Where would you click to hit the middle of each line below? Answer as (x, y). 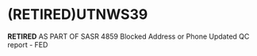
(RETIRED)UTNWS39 (78, 15)
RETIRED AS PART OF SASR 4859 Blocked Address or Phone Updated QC (128, 36)
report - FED (28, 44)
